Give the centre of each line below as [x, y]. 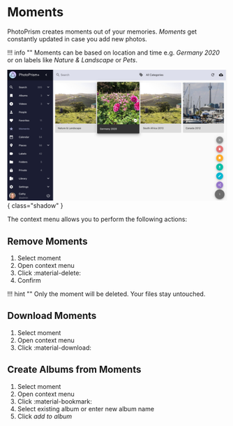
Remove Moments [47, 241]
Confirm [29, 280]
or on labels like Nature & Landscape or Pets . [73, 59]
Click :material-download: [54, 348]
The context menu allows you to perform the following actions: [97, 219]
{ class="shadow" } [35, 206]
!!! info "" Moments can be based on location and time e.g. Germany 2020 [113, 52]
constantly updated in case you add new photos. [77, 38]
